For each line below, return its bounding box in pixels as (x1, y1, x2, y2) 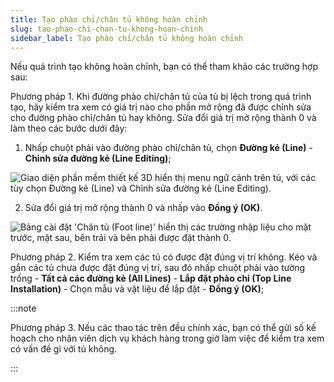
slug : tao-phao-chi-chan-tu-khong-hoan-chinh (10, 24, 203, 34)
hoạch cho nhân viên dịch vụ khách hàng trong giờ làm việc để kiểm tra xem (10, 332, 325, 345)
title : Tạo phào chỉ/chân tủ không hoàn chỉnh (10, 14, 208, 25)
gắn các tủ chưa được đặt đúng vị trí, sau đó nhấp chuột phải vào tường (10, 262, 306, 274)
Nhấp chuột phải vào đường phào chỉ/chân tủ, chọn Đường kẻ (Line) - (24, 142, 313, 154)
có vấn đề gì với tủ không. (10, 343, 118, 355)
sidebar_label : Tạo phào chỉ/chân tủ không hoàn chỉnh (10, 33, 244, 43)
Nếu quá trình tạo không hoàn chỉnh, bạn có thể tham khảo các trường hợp (10, 61, 318, 73)
